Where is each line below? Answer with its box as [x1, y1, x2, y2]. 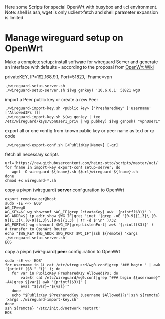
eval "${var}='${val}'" [20, 284, 70, 289]
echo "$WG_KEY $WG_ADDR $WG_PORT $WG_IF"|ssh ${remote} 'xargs [5, 231, 138, 236]
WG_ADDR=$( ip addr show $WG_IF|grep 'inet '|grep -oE [5, 213, 121, 218]
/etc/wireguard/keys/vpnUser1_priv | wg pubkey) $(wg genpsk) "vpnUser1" [5, 119, 161, 124]
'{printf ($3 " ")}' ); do [5, 266, 61, 271]
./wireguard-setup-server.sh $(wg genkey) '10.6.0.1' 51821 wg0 [5, 88, 140, 93]
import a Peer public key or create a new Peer [5, 96, 99, 102]
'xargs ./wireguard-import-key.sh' [5, 297, 79, 302]
